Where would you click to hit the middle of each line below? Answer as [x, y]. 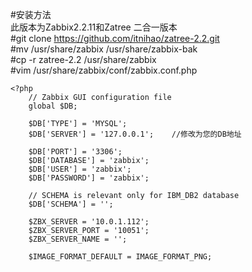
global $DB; [53, 106]
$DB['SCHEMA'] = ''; [71, 204]
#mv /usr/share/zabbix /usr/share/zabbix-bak [104, 49]
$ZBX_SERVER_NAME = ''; [78, 239]
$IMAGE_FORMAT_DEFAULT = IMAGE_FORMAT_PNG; [120, 257]
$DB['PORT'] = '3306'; [75, 152]
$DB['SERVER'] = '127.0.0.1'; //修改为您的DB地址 [135, 134]
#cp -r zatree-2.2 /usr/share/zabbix [83, 59]
